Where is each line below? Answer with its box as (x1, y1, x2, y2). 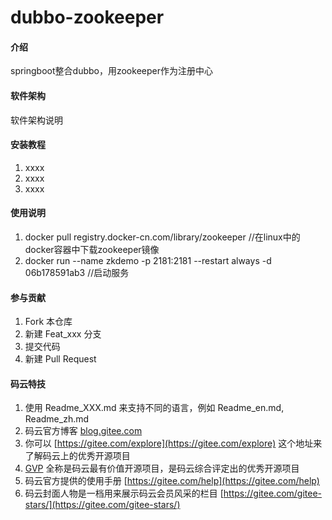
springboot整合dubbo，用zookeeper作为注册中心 (10, 65, 213, 77)
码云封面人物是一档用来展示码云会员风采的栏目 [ (24, 487, 224, 500)
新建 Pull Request (24, 353, 97, 365)
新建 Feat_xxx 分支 (24, 328, 102, 340)
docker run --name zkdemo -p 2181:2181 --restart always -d (24, 255, 272, 266)
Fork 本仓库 (24, 316, 73, 328)
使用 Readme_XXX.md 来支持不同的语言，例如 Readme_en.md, (24, 402, 285, 414)
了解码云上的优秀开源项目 (24, 450, 131, 462)
